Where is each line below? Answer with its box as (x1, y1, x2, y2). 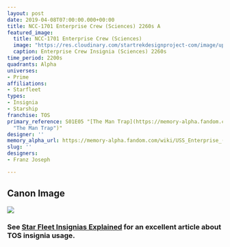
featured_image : (7, 29, 53, 36)
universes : (7, 67, 38, 74)
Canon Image (7, 187, 65, 199)
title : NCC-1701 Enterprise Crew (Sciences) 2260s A (7, 23, 161, 29)
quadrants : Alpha (7, 61, 57, 68)
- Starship (7, 105, 38, 112)
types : (7, 93, 26, 100)
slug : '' (7, 144, 32, 151)
